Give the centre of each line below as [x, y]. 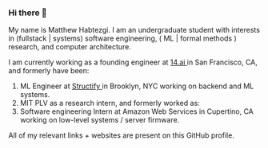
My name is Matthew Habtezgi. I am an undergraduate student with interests [134, 30]
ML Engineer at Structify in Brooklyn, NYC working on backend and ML [137, 86]
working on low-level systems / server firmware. [100, 120]
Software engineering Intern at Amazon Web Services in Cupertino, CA [137, 111]
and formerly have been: [49, 71]
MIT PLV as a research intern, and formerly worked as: [110, 103]
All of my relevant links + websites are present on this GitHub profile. [121, 135]
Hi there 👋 [28, 13]
